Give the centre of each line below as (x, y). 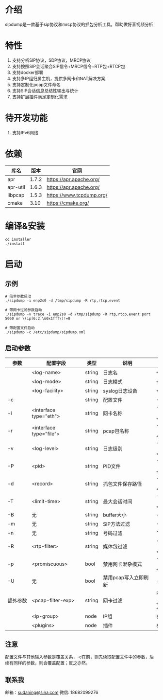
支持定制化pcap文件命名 (36, 84)
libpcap (16, 195)
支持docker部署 (28, 72)
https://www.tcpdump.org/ (77, 195)
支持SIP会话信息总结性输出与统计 (45, 90)
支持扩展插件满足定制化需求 (40, 97)
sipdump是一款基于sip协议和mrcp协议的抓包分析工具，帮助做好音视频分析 (79, 24)
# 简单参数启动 (18, 296)
